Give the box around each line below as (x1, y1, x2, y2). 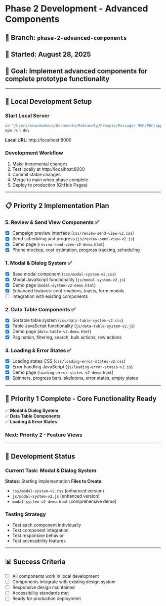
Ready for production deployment (12, 596, 81, 602)
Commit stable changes (12, 171, 61, 177)
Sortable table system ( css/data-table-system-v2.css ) (12, 317, 124, 323)
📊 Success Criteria (5, 557, 66, 566)
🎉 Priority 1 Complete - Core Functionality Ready (5, 394, 157, 403)
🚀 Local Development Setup (5, 97, 92, 106)
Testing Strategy (5, 511, 46, 518)
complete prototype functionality (5, 75, 110, 83)
